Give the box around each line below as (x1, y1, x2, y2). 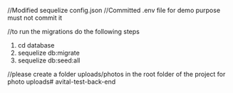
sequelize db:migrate (17, 49, 80, 57)
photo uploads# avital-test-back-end (7, 77, 116, 86)
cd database (17, 41, 55, 49)
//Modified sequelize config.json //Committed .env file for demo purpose (7, 6, 221, 14)
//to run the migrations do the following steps (7, 28, 140, 35)
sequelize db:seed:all (17, 56, 81, 65)
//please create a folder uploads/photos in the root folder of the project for (7, 70, 226, 78)
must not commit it (7, 13, 63, 22)
